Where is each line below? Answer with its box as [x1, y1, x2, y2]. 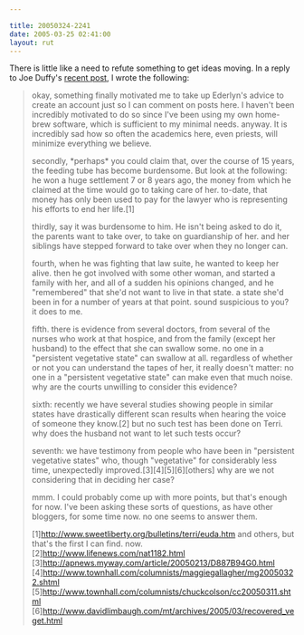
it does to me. [31, 306, 83, 317]
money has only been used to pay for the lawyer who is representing [31, 194, 288, 205]
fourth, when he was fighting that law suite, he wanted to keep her [31, 258, 280, 269]
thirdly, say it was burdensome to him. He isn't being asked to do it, [31, 221, 282, 232]
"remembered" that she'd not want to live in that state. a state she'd [31, 287, 284, 298]
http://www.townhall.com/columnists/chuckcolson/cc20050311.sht [42, 586, 291, 598]
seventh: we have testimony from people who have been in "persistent [31, 446, 295, 457]
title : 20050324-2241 [9, 21, 91, 30]
